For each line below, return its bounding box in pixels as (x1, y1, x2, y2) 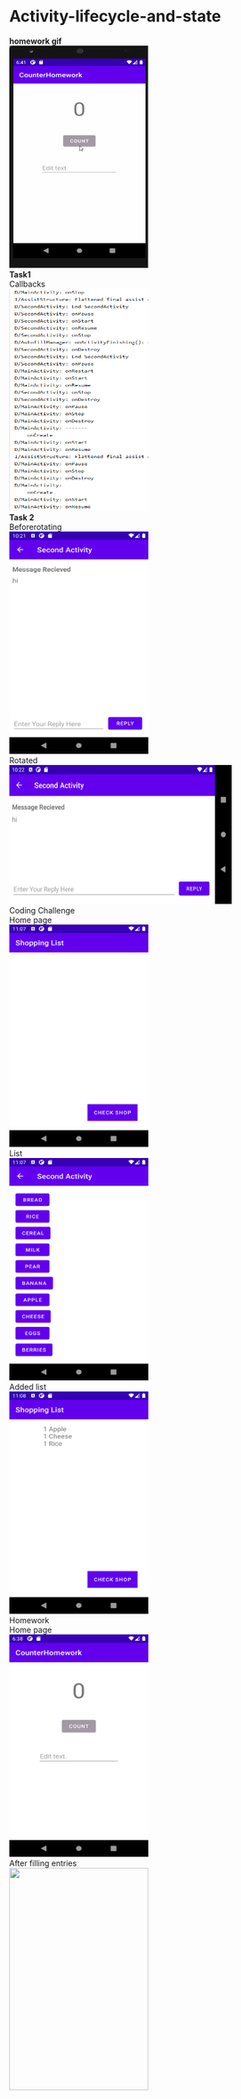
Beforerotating (9, 521, 62, 532)
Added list (9, 1381, 47, 1392)
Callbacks (9, 278, 46, 289)
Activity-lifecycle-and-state (9, 6, 221, 27)
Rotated (9, 754, 38, 766)
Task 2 (9, 511, 35, 522)
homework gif (9, 36, 62, 46)
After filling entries (9, 1857, 77, 1869)
